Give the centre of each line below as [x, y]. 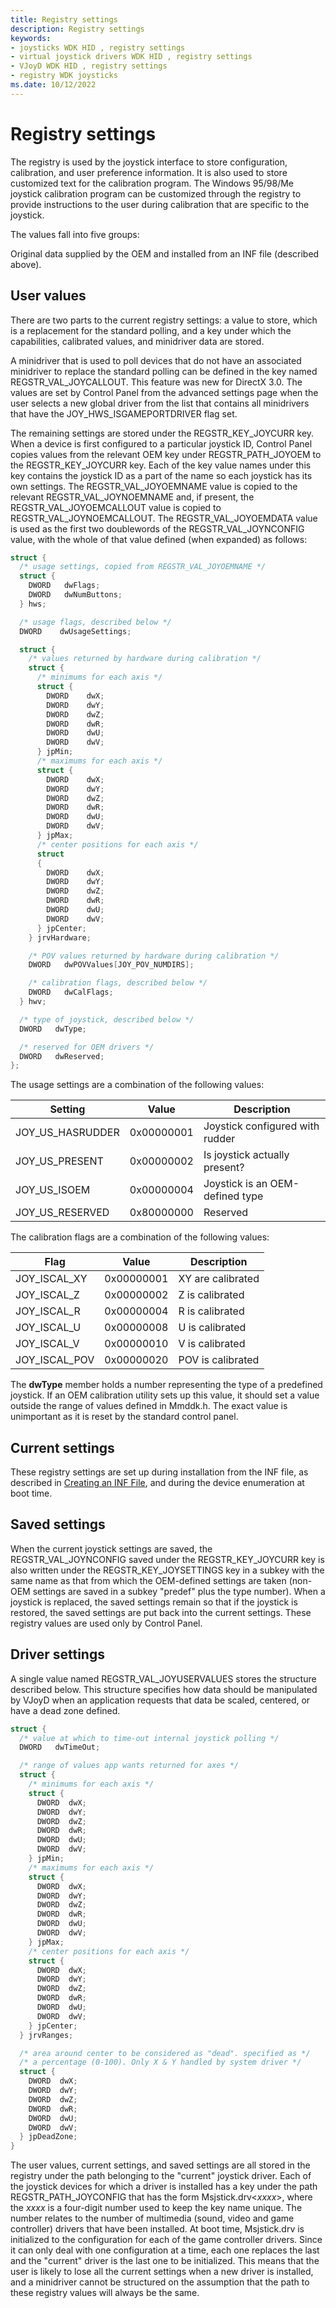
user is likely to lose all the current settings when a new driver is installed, [162, 2272]
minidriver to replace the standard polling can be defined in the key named [164, 371]
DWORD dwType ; [53, 1029]
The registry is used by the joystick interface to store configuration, [149, 162]
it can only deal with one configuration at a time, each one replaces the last [165, 2250]
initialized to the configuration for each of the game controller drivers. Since [166, 2240]
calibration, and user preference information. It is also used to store [149, 172]
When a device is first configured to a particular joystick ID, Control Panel [161, 443]
